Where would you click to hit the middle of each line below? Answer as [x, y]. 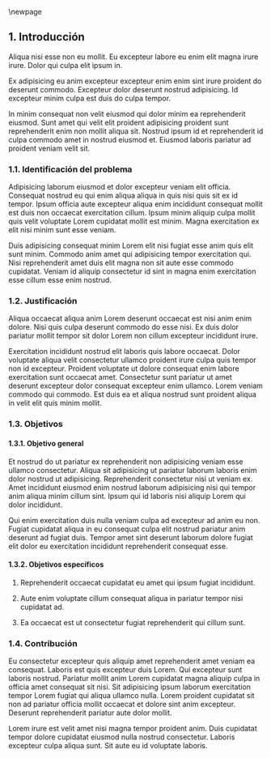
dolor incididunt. [36, 505]
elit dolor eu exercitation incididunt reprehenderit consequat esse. [118, 546]
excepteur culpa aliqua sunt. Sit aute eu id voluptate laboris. [108, 746]
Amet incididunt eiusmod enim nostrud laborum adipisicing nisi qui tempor [132, 487]
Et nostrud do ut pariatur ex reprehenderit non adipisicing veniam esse [126, 462]
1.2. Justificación [43, 301]
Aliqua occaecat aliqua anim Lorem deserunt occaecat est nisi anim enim [130, 318]
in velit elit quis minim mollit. [55, 403]
